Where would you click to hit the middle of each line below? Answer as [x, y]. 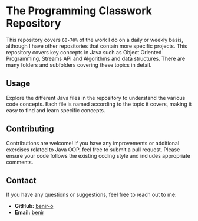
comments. [20, 162]
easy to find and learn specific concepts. [56, 110]
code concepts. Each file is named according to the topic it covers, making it [99, 104]
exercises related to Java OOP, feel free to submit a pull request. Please [93, 149]
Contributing [30, 129]
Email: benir [29, 212]
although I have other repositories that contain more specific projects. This [97, 46]
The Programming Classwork [79, 11]
